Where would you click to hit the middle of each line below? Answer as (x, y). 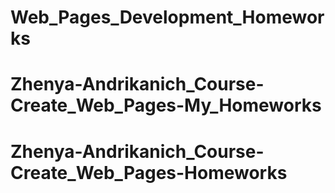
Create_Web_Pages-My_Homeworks (166, 105)
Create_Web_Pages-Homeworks (149, 172)
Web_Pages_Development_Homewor (167, 17)
